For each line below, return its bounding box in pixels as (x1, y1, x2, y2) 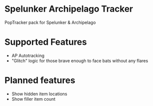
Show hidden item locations (11, 91, 68, 97)
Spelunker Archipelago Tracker (4, 3, 133, 15)
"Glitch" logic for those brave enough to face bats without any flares (11, 57, 149, 64)
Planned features (4, 75, 76, 86)
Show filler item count (11, 96, 56, 102)
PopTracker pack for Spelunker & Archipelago (4, 19, 96, 25)
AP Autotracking (11, 53, 45, 58)
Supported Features (4, 36, 87, 48)
